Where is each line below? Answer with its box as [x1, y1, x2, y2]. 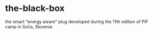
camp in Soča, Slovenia [5, 23, 52, 29]
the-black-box [5, 3, 65, 14]
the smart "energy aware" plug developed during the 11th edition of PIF [5, 19, 149, 24]
